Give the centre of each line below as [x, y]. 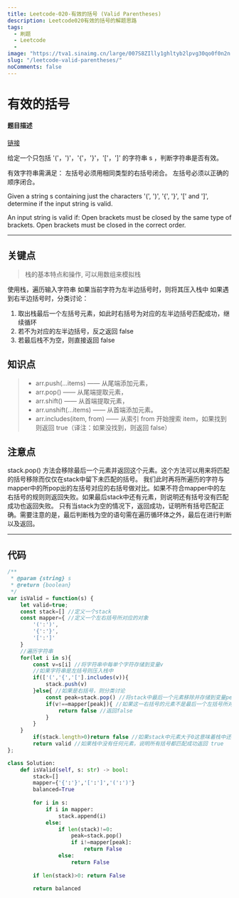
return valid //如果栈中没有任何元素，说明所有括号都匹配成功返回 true [128, 744]
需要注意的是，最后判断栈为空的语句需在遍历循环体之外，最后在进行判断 [126, 515]
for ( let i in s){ [46, 658]
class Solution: [31, 763]
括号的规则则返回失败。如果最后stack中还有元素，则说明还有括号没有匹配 [121, 497]
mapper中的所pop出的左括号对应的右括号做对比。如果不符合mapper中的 [113, 488]
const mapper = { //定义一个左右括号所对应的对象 [84, 618]
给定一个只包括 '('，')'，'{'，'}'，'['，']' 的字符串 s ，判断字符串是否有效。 [115, 158]
